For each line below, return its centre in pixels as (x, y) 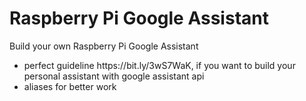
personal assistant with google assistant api (114, 76)
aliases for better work (70, 86)
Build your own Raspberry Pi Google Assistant (104, 46)
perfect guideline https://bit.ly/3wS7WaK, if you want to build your (159, 65)
